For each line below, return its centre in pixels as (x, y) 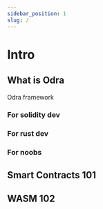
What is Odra (36, 80)
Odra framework (30, 97)
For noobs (25, 153)
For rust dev (28, 134)
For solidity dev (34, 115)
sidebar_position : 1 (37, 14)
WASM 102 (31, 199)
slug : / (18, 20)
